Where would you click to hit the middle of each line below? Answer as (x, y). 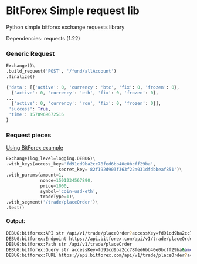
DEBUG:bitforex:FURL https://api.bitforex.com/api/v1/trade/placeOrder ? (97, 255)
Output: (16, 221)
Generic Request (30, 53)
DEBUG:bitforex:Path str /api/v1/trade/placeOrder (69, 244)
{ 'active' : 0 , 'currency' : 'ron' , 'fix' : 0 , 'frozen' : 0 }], (86, 104)
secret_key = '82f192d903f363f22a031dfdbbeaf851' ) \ (120, 170)
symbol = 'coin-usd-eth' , (69, 191)
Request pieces (29, 135)
